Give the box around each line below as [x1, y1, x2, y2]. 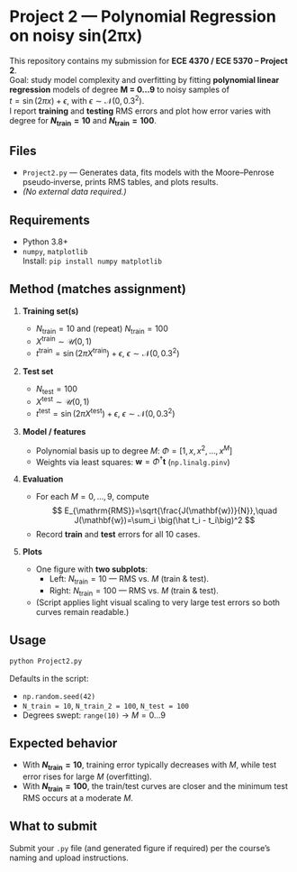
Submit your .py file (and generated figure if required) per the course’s [9, 842, 271, 853]
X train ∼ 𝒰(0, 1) [35, 335, 93, 347]
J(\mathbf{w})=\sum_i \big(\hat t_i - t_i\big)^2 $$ [74, 515, 256, 526]
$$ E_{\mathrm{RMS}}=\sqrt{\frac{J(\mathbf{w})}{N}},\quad [51, 505, 277, 516]
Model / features [22, 427, 86, 437]
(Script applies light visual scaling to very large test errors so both [35, 597, 281, 608]
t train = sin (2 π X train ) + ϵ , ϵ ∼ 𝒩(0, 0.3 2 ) [35, 346, 180, 358]
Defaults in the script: [9, 673, 89, 684]
